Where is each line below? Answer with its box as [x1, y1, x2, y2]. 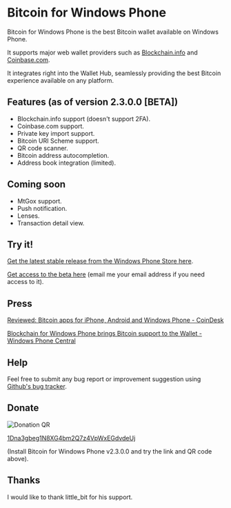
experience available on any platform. [7, 76, 114, 84]
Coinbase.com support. [17, 122, 85, 130]
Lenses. [17, 212, 40, 220]
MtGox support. [17, 196, 62, 205]
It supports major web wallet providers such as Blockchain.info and [7, 48, 198, 57]
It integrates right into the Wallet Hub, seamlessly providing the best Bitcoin [7, 69, 221, 77]
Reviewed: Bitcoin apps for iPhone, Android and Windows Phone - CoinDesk [7, 316, 224, 325]
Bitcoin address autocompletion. [17, 151, 110, 159]
